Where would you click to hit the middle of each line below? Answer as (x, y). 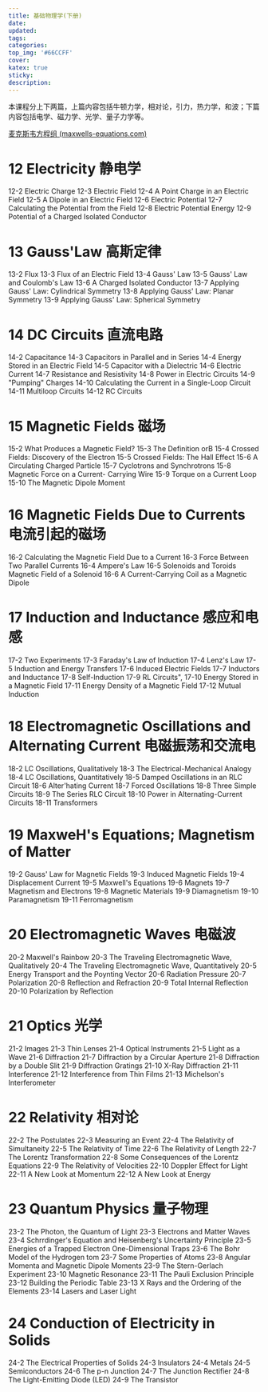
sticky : (21, 75)
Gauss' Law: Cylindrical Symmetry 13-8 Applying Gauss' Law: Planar (121, 291)
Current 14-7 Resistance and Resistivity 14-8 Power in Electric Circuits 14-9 (132, 374)
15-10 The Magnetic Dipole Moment (67, 483)
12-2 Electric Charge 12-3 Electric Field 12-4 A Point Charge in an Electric (128, 191)
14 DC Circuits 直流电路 (86, 335)
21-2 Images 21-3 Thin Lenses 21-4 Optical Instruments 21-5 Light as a (124, 1048)
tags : (17, 38)
